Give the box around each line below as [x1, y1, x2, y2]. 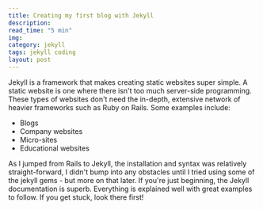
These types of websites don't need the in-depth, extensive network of [8, 94, 241, 104]
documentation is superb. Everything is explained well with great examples [8, 184, 253, 193]
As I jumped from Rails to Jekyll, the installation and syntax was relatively [8, 158, 247, 168]
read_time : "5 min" [8, 26, 73, 34]
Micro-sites [19, 135, 58, 144]
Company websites [19, 126, 83, 136]
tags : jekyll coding [8, 48, 77, 56]
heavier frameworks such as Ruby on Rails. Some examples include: [8, 102, 231, 112]
